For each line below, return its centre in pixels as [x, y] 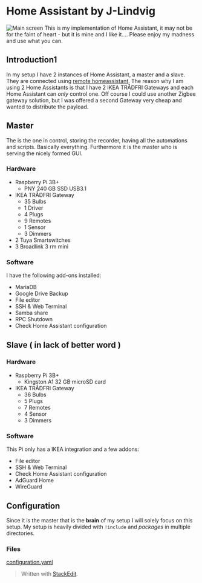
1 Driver [34, 208]
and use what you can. [35, 41]
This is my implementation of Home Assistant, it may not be [119, 28]
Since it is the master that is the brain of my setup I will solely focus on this [99, 520]
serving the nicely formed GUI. [44, 153]
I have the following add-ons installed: [54, 275]
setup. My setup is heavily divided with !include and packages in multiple [98, 527]
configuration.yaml [30, 562]
